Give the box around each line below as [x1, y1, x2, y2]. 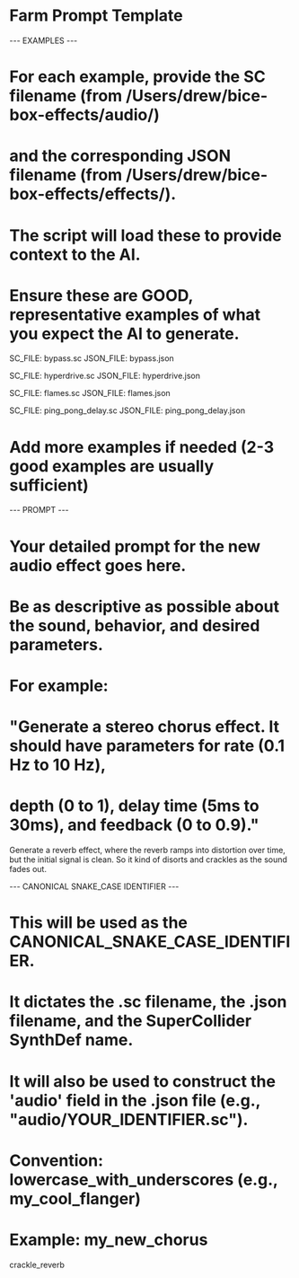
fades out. [9, 864, 48, 875]
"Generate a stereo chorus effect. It [9, 717, 280, 737]
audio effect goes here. [9, 555, 187, 576]
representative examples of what [9, 304, 261, 324]
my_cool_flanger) [9, 1188, 142, 1209]
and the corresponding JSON [9, 145, 232, 166]
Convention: [9, 1150, 104, 1170]
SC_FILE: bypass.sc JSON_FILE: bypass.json [9, 353, 175, 364]
